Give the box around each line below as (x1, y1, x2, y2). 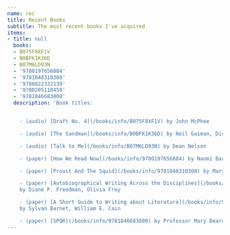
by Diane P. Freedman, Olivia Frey (19, 186, 121, 193)
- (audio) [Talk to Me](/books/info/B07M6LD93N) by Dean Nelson (19, 142, 207, 150)
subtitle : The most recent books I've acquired (7, 23, 146, 30)
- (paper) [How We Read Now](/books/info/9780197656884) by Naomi (19, 155, 213, 162)
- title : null (7, 36, 48, 43)
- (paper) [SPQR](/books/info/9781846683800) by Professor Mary (19, 217, 207, 224)
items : (7, 29, 26, 36)
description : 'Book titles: (13, 100, 94, 107)
